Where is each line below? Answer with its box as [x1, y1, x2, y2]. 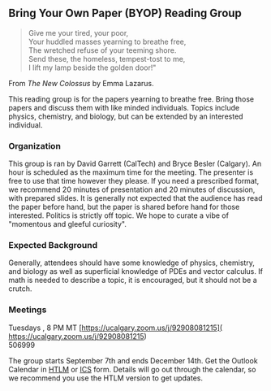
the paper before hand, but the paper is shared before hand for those [8, 202, 240, 212]
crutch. [8, 284, 32, 293]
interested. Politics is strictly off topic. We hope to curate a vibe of [8, 211, 230, 220]
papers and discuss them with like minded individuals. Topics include [8, 102, 240, 112]
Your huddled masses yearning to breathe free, [28, 37, 187, 46]
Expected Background [8, 240, 98, 251]
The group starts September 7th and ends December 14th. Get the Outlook [8, 355, 258, 365]
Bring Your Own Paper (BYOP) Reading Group [8, 7, 242, 20]
